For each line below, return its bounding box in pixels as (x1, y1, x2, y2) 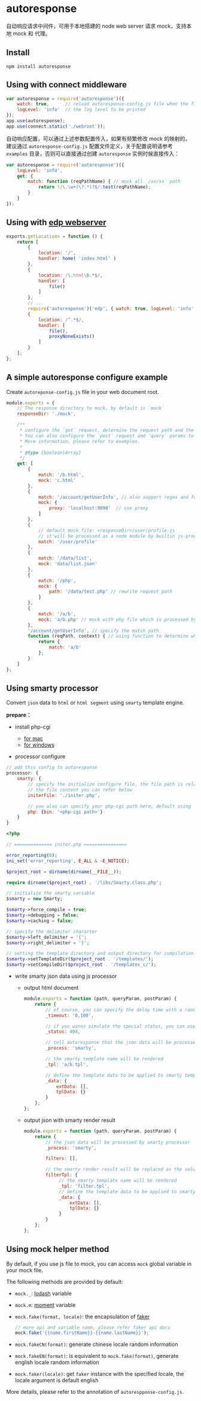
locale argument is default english (14, 1376, 99, 1384)
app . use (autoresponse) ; (6, 118, 66, 124)
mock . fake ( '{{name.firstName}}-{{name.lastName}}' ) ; (14, 1330, 150, 1336)
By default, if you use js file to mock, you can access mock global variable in (6, 1260, 192, 1267)
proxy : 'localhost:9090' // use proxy (48, 505, 148, 511)
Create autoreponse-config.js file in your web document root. (6, 388, 160, 395)
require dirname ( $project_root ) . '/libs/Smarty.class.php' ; (6, 880, 162, 886)
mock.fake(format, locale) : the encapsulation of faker (14, 1313, 150, 1320)
